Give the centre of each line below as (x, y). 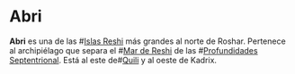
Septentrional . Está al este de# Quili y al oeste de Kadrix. (113, 60)
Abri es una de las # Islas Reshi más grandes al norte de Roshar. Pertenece (147, 41)
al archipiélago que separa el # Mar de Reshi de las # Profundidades (134, 50)
